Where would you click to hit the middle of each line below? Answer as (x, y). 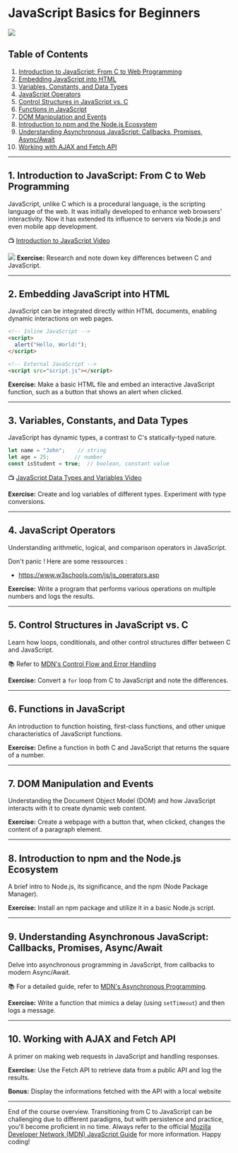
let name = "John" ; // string (57, 451)
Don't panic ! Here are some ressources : (68, 561)
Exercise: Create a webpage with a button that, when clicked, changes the (117, 822)
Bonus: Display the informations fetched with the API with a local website (115, 1091)
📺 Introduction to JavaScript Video (59, 240)
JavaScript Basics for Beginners (104, 13)
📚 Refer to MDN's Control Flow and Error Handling (82, 664)
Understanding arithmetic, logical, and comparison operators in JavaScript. (117, 547)
